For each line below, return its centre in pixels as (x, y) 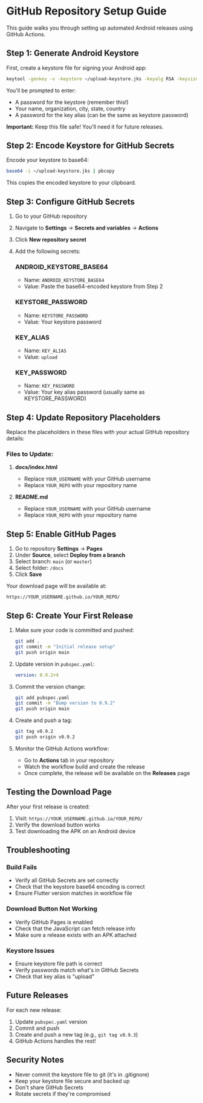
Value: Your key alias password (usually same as (84, 392)
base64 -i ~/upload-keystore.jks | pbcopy (60, 171)
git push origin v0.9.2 (45, 737)
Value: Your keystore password (63, 322)
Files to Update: (30, 454)
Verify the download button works (57, 825)
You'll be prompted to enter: (41, 90)
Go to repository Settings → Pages (59, 549)
